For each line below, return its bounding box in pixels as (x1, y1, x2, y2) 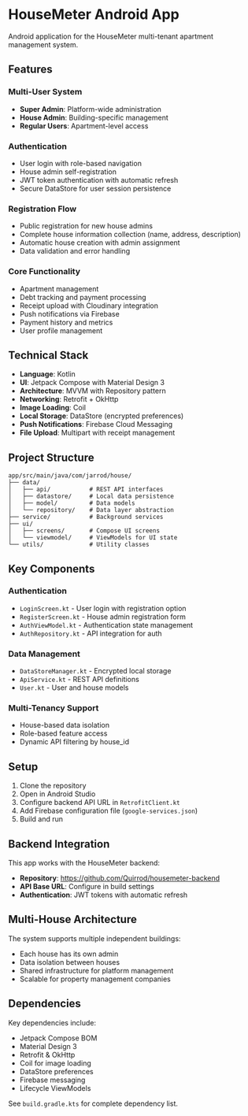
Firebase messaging (19, 1075, 86, 1084)
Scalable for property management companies (19, 974, 172, 984)
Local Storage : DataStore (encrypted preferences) (19, 411, 184, 421)
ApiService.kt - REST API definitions (19, 675, 139, 684)
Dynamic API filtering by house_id (19, 737, 130, 747)
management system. (8, 39, 79, 49)
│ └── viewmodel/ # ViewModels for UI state (8, 534, 178, 542)
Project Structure (8, 450, 94, 464)
